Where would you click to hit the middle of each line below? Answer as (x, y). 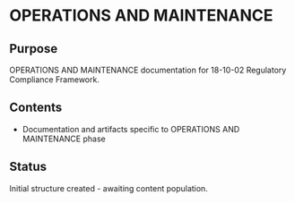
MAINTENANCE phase (64, 139)
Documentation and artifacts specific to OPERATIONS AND (131, 129)
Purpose (34, 49)
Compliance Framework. (55, 80)
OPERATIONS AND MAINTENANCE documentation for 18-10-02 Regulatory (148, 70)
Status (28, 167)
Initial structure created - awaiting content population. (108, 188)
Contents (36, 108)
